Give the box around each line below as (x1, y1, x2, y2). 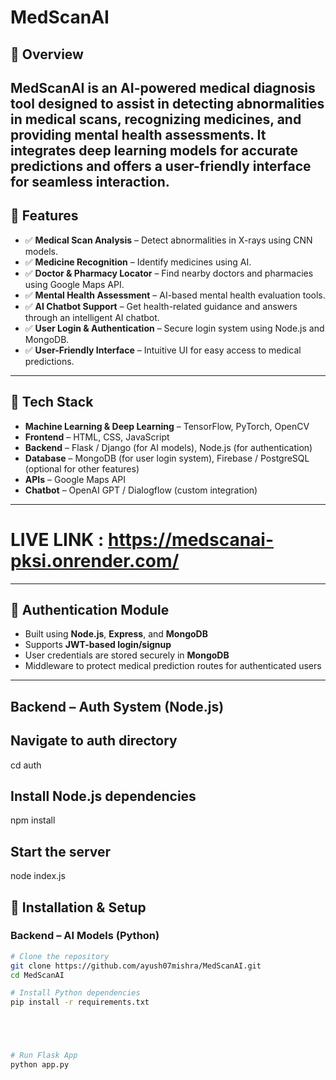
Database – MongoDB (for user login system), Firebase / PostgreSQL (24, 452, 310, 464)
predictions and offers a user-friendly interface (10, 157, 312, 175)
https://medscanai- (108, 528, 275, 551)
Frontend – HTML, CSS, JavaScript (24, 431, 170, 443)
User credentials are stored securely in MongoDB (24, 649, 230, 661)
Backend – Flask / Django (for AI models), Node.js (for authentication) (24, 441, 313, 453)
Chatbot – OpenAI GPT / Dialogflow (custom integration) (24, 484, 258, 496)
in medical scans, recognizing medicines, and (10, 111, 302, 128)
